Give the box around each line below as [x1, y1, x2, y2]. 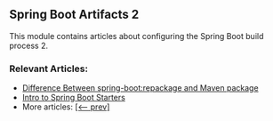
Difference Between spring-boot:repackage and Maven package [21, 83, 260, 93]
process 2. [9, 40, 49, 51]
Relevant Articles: [9, 62, 89, 75]
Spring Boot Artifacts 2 [9, 7, 140, 22]
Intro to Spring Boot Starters [21, 93, 126, 103]
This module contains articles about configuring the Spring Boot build [9, 30, 264, 41]
